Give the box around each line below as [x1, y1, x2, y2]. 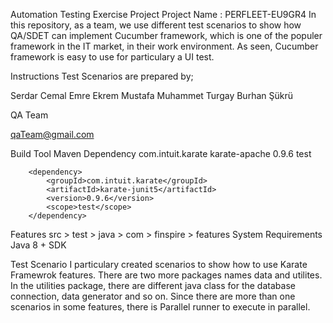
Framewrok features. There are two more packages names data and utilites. [10, 269, 323, 281]
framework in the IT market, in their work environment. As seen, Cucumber [10, 40, 319, 52]
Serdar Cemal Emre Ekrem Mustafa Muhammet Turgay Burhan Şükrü [10, 90, 293, 101]
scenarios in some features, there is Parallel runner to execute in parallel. [10, 301, 311, 313]
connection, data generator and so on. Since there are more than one [10, 290, 296, 302]
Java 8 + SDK [10, 239, 67, 251]
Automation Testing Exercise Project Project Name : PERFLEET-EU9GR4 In [10, 9, 317, 20]
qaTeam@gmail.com [10, 129, 95, 140]
